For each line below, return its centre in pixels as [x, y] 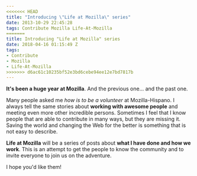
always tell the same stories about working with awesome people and [92, 106]
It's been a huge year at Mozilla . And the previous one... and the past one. [97, 89]
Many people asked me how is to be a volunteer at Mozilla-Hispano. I [90, 100]
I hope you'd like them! [34, 167]
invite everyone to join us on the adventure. [59, 156]
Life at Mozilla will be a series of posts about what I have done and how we [98, 143]
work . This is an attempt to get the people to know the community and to [95, 149]
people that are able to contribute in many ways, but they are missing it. [93, 119]
